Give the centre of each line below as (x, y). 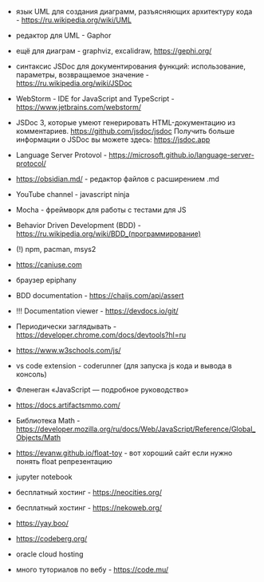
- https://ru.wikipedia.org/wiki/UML (73, 20)
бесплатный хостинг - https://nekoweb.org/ (89, 508)
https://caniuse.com (49, 265)
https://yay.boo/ (42, 523)
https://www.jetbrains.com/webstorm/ (79, 107)
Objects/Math (38, 437)
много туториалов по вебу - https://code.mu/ (92, 570)
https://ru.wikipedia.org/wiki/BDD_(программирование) (108, 234)
